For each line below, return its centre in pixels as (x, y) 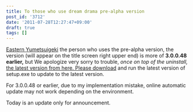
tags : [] (17, 33)
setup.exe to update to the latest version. (55, 74)
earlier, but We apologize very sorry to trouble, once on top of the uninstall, (97, 62)
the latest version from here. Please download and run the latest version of (96, 68)
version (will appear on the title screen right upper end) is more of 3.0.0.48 (96, 56)
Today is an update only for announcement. (58, 103)
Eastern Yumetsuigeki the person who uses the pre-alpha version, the (90, 49)
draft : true (20, 28)
